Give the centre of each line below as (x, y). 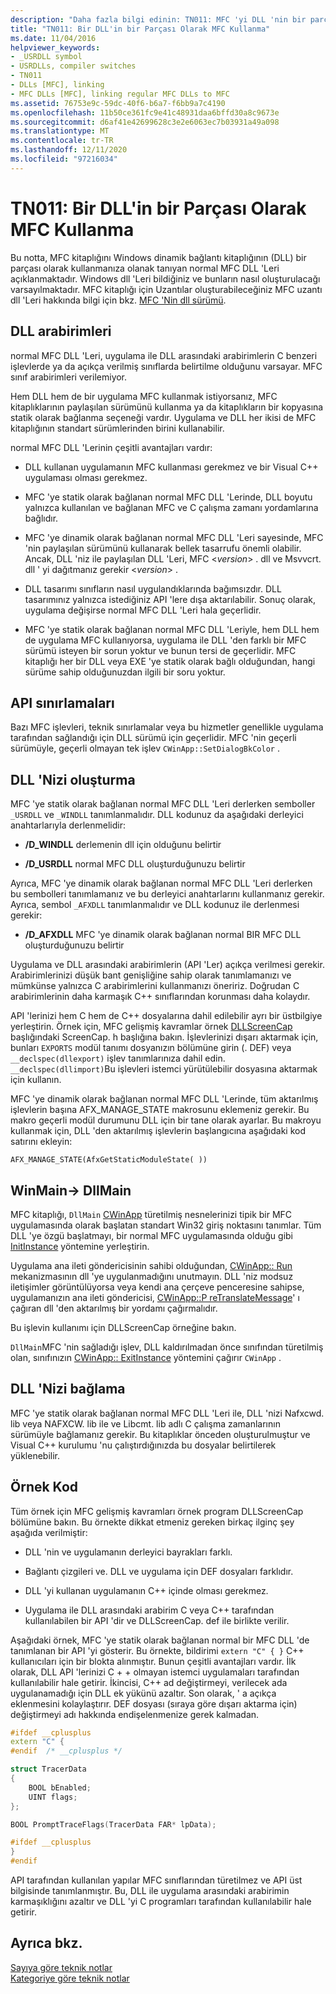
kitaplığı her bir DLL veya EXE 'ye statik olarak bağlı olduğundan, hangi (170, 661)
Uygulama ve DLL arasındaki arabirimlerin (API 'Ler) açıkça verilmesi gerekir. (167, 965)
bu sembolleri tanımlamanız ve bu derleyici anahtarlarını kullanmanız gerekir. (167, 894)
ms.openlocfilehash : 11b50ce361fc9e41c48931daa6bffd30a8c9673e (145, 112)
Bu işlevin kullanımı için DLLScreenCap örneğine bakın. (123, 1327)
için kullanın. (36, 1080)
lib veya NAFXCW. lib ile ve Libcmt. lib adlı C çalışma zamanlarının (145, 1423)
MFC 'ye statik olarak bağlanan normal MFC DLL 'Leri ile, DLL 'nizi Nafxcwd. (167, 1413)
